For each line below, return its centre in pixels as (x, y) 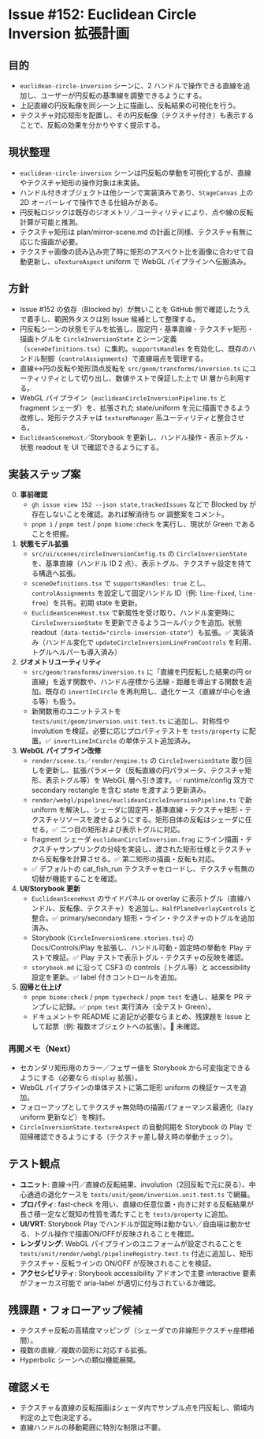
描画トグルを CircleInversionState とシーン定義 (98, 338)
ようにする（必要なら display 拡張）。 (80, 1077)
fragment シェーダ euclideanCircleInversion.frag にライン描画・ (138, 839)
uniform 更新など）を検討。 (64, 1117)
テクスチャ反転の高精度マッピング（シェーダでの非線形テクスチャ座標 (133, 1330)
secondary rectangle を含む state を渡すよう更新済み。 (121, 790)
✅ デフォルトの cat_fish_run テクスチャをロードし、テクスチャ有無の (143, 869)
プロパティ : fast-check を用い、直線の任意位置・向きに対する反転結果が (136, 1204)
